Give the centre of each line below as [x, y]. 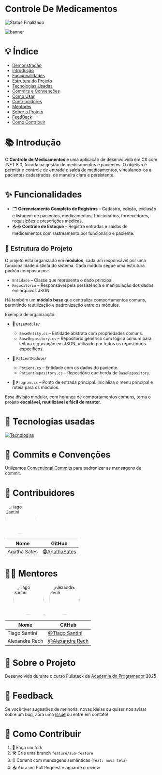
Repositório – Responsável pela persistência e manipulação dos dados [83, 285]
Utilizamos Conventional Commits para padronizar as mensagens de [73, 468]
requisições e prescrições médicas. [47, 221]
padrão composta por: [27, 270]
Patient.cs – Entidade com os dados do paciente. [69, 368]
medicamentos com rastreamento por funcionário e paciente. [73, 233]
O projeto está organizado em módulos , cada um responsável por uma [75, 260]
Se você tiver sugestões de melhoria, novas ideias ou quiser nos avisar [76, 709]
